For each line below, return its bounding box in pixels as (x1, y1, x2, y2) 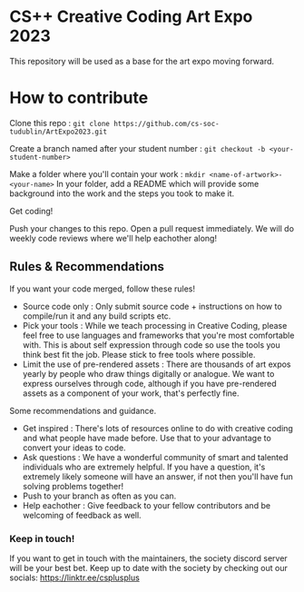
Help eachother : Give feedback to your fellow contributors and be (22, 499, 270, 510)
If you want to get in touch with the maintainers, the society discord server (9, 552, 288, 564)
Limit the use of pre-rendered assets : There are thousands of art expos (22, 359, 291, 370)
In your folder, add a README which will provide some (55, 178, 260, 189)
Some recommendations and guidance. (9, 405, 157, 416)
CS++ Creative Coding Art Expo (9, 6, 253, 27)
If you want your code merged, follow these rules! (9, 283, 195, 294)
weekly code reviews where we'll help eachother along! (9, 232, 218, 243)
